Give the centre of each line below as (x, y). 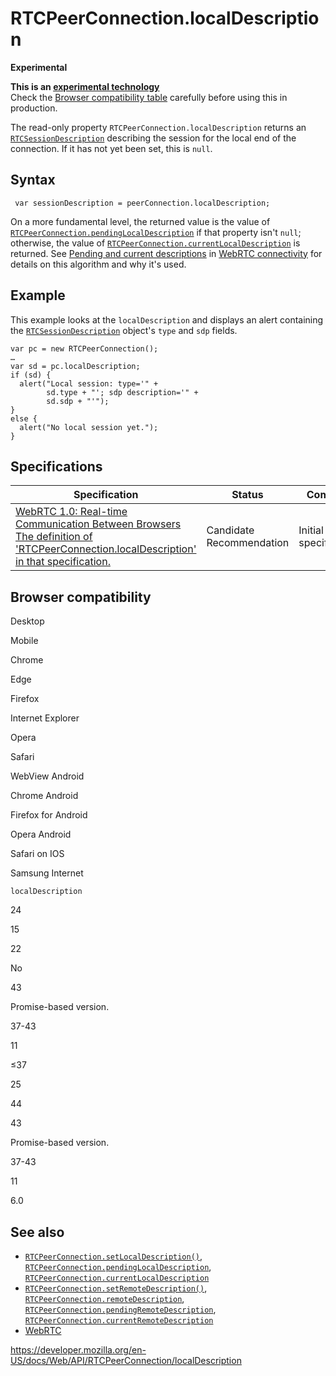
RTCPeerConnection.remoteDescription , (104, 1298)
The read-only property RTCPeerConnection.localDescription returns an (158, 127)
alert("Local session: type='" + (89, 383)
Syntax (33, 180)
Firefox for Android (49, 815)
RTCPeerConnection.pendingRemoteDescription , (120, 1309)
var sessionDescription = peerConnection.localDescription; (142, 203)
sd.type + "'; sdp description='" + (122, 392)
